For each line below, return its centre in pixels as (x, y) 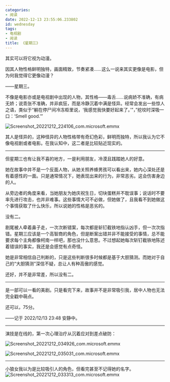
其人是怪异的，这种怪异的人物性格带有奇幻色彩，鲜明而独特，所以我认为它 (83, 137)
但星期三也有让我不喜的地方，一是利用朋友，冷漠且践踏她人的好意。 (76, 159)
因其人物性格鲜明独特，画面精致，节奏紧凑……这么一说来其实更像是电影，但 (84, 69)
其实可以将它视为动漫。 (30, 58)
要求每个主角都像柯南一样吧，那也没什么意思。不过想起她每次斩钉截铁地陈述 (85, 240)
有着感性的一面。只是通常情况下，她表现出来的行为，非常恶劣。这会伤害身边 (85, 175)
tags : (11, 29)
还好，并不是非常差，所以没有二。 (41, 274)
